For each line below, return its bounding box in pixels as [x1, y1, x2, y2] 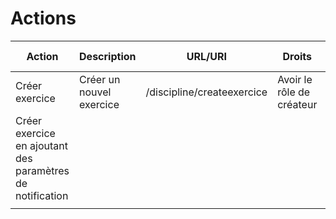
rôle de [277, 85, 311, 99]
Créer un [79, 72, 121, 86]
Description [79, 49, 137, 63]
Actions [10, 7, 77, 30]
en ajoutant [15, 138, 68, 152]
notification [15, 188, 69, 202]
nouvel [79, 85, 112, 99]
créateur [277, 97, 318, 111]
